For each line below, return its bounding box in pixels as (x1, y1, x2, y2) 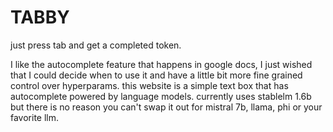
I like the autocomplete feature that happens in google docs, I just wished (10, 58, 313, 70)
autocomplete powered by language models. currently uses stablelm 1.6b (10, 90, 312, 102)
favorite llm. (10, 111, 60, 123)
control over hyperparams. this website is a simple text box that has (10, 79, 289, 91)
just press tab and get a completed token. (10, 39, 182, 51)
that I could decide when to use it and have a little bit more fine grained (10, 69, 303, 81)
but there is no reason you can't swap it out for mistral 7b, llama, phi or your (10, 101, 323, 113)
